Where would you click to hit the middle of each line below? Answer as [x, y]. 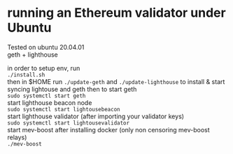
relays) [17, 137]
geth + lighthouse [33, 55]
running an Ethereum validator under [116, 13]
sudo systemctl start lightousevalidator [69, 123]
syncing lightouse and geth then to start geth [72, 89]
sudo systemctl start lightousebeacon [64, 109]
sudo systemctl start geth [47, 96]
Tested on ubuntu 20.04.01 [46, 47]
